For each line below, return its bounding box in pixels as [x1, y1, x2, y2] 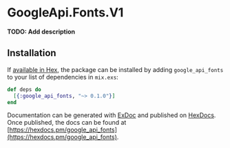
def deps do [7, 86, 41, 93]
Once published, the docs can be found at [7, 119, 127, 127]
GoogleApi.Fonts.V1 [7, 5, 124, 21]
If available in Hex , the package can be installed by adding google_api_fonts [7, 65, 224, 73]
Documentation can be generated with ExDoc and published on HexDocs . [7, 111, 216, 119]
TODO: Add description [7, 27, 76, 36]
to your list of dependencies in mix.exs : [7, 73, 118, 81]
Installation [7, 47, 56, 59]
